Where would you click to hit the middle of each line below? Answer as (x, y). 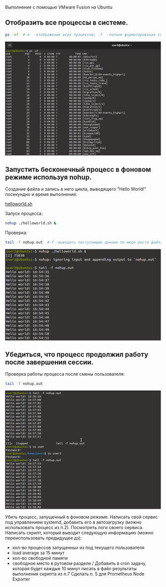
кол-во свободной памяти (40, 558)
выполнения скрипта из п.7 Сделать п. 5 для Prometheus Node (78, 574)
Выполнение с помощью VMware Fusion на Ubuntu (59, 7)
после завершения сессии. (49, 362)
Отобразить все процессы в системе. (67, 23)
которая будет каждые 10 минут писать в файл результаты (74, 569)
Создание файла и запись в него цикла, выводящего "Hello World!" (76, 189)
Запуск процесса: (24, 214)
